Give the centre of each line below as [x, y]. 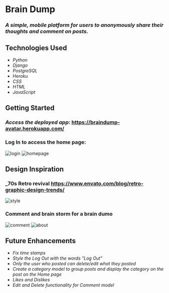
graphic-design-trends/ [35, 189]
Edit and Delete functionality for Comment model [63, 285]
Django [20, 65]
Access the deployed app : [38, 122]
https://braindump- [96, 122]
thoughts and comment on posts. [47, 31]
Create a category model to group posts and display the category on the [88, 269]
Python [20, 60]
